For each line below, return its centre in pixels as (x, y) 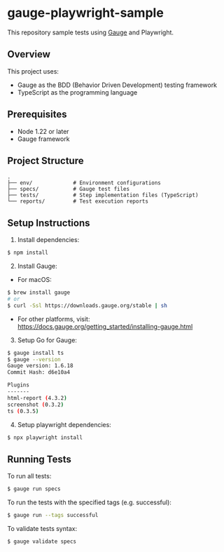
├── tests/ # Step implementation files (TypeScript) (103, 195)
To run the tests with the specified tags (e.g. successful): (89, 502)
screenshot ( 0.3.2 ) (36, 405)
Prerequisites (37, 115)
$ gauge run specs (34, 489)
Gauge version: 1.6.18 (40, 366)
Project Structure (45, 160)
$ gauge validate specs (42, 541)
